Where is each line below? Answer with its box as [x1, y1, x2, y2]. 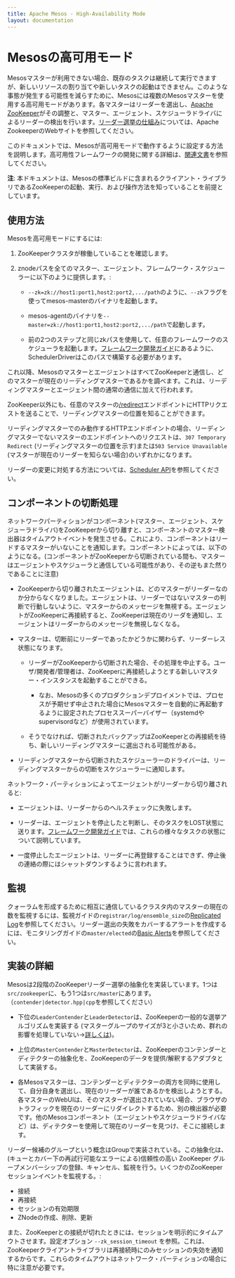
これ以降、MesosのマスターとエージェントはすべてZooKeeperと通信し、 [7, 368, 217, 376]
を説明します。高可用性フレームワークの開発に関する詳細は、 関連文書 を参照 [7, 151, 228, 159]
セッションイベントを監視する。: [7, 1172, 102, 1180]
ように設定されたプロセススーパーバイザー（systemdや [44, 708, 205, 717]
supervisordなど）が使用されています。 [38, 717, 153, 726]
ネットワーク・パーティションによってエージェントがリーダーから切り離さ [7, 780, 222, 788]
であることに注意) [7, 570, 59, 578]
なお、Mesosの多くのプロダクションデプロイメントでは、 [38, 691, 206, 700]
